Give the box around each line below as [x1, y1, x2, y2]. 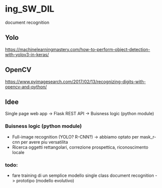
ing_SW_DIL [5, 3, 54, 15]
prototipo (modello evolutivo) [16, 177, 74, 183]
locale [12, 149, 25, 155]
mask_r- [140, 134, 157, 139]
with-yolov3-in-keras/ [5, 51, 49, 57]
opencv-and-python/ [5, 84, 47, 89]
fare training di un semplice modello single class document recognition [12, 172, 154, 178]
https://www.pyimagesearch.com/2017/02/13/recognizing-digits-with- [5, 79, 146, 85]
